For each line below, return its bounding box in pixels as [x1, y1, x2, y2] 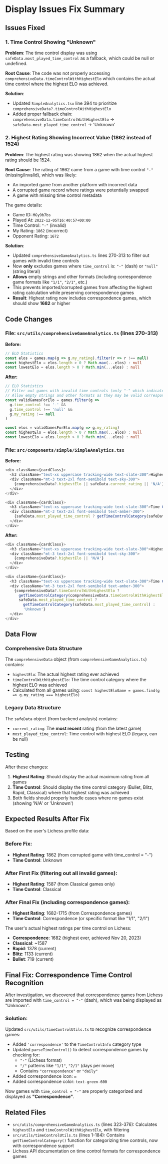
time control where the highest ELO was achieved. [5, 81, 108, 87]
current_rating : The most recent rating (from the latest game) [12, 725, 141, 731]
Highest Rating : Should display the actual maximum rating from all [12, 773, 149, 779]
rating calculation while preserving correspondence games [12, 289, 134, 296]
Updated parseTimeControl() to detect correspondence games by [12, 1047, 148, 1053]
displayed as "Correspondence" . [5, 1093, 74, 1100]
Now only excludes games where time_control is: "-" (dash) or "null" [12, 263, 158, 269]
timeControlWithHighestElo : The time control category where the [12, 677, 146, 683]
